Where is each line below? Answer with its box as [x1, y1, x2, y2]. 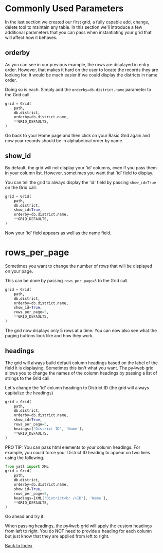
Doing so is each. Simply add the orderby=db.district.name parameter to [5, 86, 152, 92]
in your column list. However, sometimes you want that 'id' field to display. [5, 170, 154, 176]
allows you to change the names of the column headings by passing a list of [5, 370, 157, 376]
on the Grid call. [5, 184, 37, 190]
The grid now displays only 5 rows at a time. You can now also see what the [5, 327, 157, 333]
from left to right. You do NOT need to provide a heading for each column [5, 528, 152, 534]
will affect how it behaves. [5, 35, 57, 40]
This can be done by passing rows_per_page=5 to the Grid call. [5, 277, 129, 283]
